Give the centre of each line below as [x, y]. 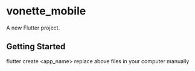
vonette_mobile [46, 11]
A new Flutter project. [33, 28]
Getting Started [36, 47]
